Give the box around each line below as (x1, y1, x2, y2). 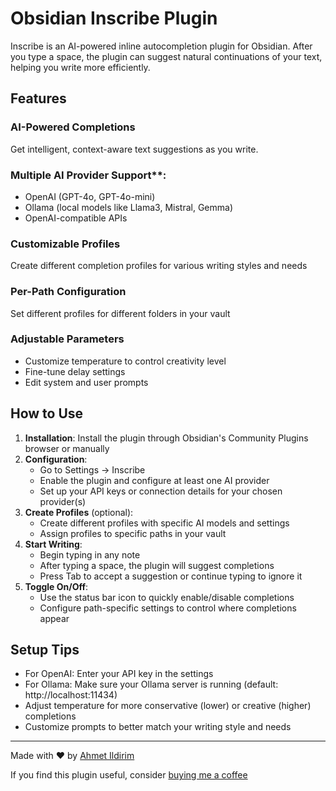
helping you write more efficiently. (10, 61, 151, 73)
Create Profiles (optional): (24, 506, 134, 518)
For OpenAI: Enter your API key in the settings (24, 668, 214, 680)
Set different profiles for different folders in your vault (10, 307, 231, 319)
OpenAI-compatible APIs (24, 212, 128, 224)
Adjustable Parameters (10, 332, 125, 346)
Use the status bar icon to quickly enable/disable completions (39, 591, 295, 603)
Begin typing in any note (39, 548, 141, 561)
